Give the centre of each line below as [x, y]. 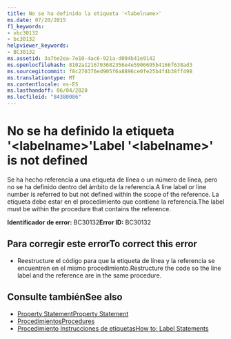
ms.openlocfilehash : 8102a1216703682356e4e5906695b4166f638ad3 [100, 65]
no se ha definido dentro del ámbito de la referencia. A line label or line [107, 186]
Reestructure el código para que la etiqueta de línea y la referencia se [116, 260]
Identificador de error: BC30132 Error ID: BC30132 [79, 222]
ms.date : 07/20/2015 [37, 20]
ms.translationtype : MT [41, 78]
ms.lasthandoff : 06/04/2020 [48, 90]
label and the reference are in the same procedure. [89, 275]
